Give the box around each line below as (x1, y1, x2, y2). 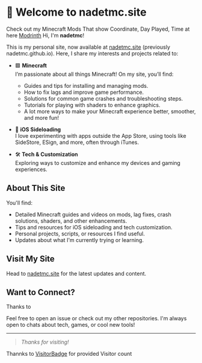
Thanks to (6, 303, 31, 311)
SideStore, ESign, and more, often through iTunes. (14, 138, 139, 146)
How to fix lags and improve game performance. (23, 88, 144, 96)
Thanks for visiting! (20, 338, 69, 346)
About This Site (6, 183, 66, 193)
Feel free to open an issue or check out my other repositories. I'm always (6, 315, 187, 322)
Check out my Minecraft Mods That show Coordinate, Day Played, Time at (6, 25, 190, 33)
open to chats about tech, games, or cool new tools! (6, 321, 135, 329)
